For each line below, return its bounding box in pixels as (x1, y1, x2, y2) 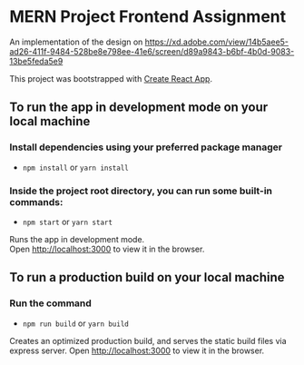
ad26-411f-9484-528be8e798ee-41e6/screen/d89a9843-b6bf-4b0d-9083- (9, 45, 295, 56)
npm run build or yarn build (22, 318, 130, 329)
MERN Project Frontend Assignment (9, 6, 287, 27)
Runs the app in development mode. (9, 233, 145, 244)
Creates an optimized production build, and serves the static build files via (9, 335, 288, 346)
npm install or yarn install (22, 162, 129, 173)
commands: (9, 195, 64, 208)
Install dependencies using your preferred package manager (9, 141, 283, 153)
